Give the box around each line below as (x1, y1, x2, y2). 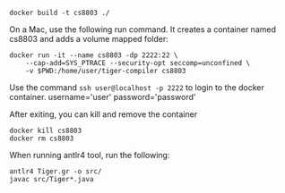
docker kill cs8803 (9, 126, 82, 135)
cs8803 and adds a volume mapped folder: (9, 34, 168, 44)
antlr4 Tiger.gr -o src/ (9, 167, 102, 176)
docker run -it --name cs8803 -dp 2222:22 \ (9, 51, 178, 60)
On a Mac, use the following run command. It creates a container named (9, 24, 276, 35)
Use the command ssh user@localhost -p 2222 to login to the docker (9, 82, 264, 93)
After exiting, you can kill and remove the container (9, 109, 198, 120)
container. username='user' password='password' (9, 92, 196, 102)
